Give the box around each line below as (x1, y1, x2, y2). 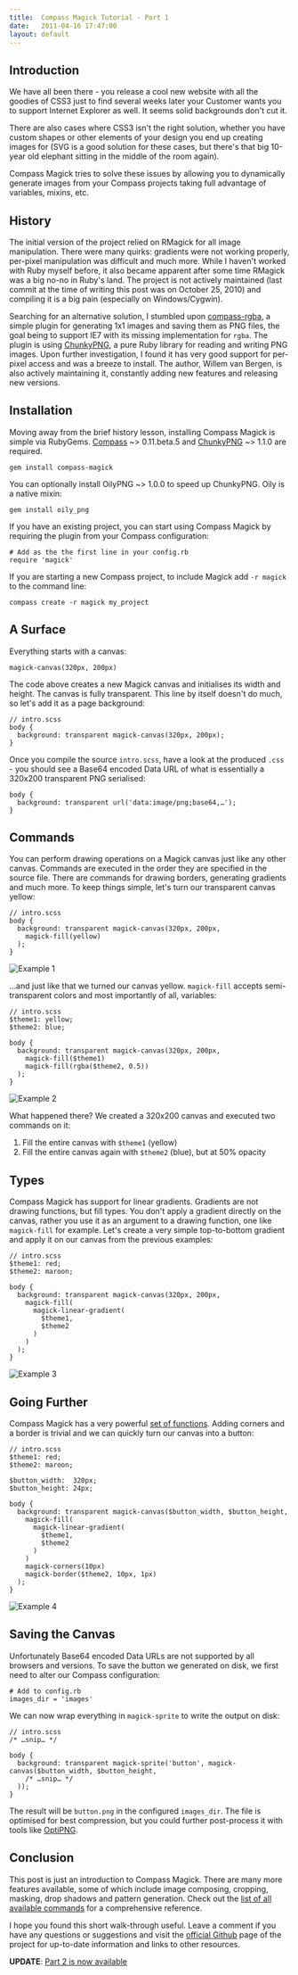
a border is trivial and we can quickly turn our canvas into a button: (9, 1428, 254, 1439)
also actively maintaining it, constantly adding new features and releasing (9, 368, 278, 378)
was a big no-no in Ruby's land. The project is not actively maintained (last (9, 275, 283, 285)
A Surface (9, 622, 67, 638)
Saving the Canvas (9, 1627, 116, 1642)
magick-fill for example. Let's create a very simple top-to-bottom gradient (9, 1225, 286, 1235)
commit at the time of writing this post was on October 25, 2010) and (9, 285, 262, 294)
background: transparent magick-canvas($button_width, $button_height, (17, 1508, 289, 1516)
